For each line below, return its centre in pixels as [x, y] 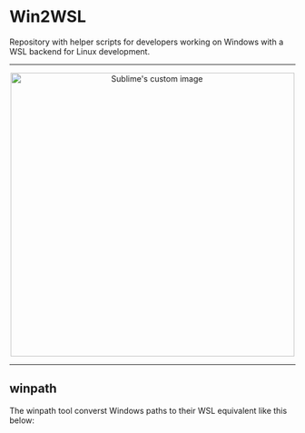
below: [22, 420]
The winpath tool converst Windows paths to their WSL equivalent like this [148, 410]
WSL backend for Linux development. [80, 51]
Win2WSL [48, 17]
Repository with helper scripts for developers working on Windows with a [147, 42]
